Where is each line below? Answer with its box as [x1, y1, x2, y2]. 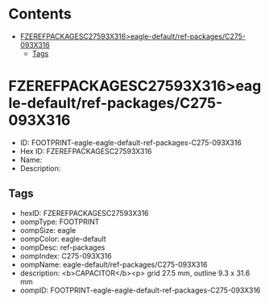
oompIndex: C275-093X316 [19, 251, 112, 260]
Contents [8, 5, 72, 23]
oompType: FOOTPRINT [19, 217, 100, 226]
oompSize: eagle [19, 225, 77, 235]
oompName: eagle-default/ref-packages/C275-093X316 [19, 259, 208, 269]
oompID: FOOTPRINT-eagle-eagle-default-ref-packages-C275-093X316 [19, 285, 261, 295]
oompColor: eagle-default [19, 234, 106, 243]
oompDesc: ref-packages [19, 243, 106, 252]
